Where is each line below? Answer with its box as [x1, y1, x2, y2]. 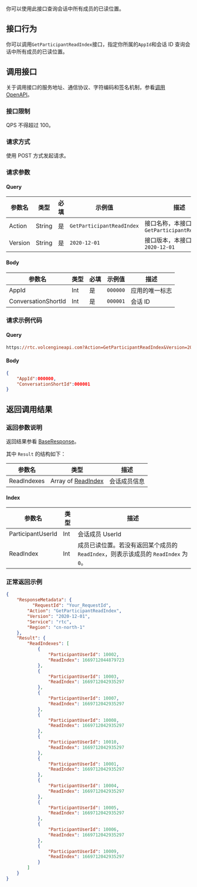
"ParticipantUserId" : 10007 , [47, 695, 119, 701]
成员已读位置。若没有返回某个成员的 [77, 541, 178, 550]
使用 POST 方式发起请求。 [6, 152, 69, 159]
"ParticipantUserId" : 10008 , [47, 717, 119, 723]
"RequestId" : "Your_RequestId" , [32, 603, 111, 608]
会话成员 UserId [77, 530, 121, 538]
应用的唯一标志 [131, 286, 172, 294]
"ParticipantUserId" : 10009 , [47, 848, 119, 854]
